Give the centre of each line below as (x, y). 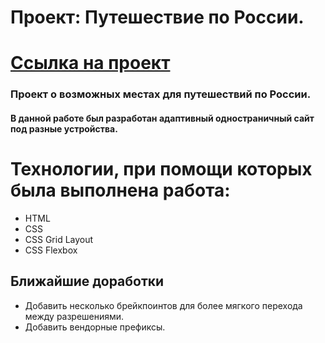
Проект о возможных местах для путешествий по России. (161, 94)
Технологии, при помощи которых (161, 169)
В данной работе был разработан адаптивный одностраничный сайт (162, 118)
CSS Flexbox (51, 250)
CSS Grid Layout (59, 239)
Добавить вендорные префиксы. (95, 327)
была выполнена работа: (120, 190)
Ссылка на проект (90, 63)
